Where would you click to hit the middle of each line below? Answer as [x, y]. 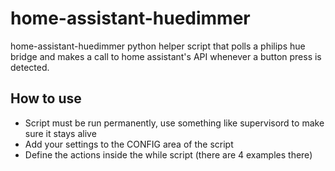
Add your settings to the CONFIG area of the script [129, 144]
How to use [46, 98]
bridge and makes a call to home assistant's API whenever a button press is [166, 56]
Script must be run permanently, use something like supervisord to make [174, 123]
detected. [30, 67]
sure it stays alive [60, 133]
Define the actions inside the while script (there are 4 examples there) [168, 154]
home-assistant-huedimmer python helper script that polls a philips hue [158, 46]
